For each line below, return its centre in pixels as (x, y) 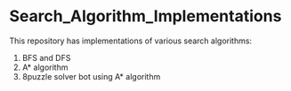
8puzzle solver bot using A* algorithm (91, 76)
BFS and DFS (46, 57)
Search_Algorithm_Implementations (145, 16)
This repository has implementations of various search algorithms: (130, 41)
